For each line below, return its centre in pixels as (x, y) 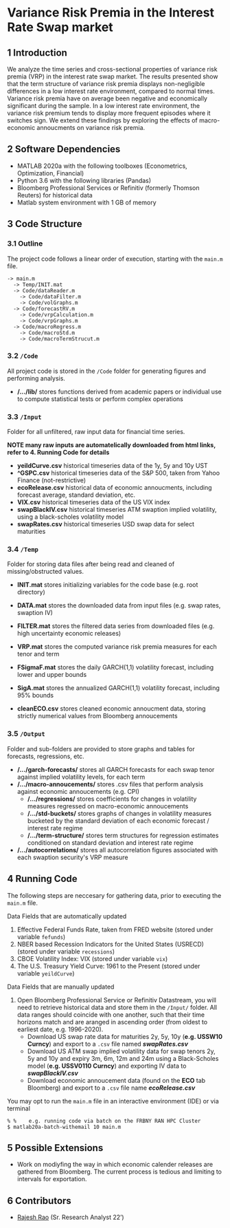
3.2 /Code (23, 356)
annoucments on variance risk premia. (91, 128)
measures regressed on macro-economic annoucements (108, 806)
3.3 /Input (24, 416)
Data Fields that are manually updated (61, 987)
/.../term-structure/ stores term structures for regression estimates (123, 835)
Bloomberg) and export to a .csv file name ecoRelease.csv (111, 1088)
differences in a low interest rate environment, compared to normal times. (111, 91)
